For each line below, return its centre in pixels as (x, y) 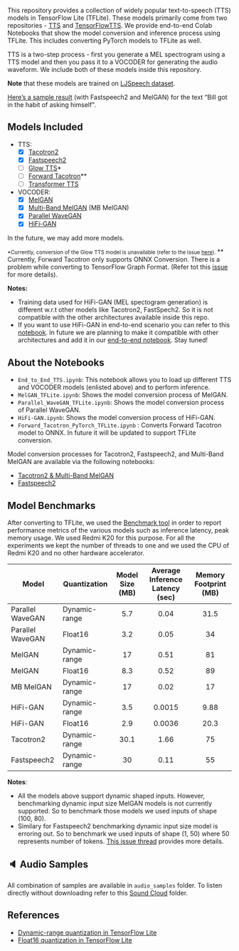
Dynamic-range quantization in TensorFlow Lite (87, 932)
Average (166, 571)
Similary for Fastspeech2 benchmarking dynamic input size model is (118, 826)
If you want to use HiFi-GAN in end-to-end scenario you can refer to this (123, 325)
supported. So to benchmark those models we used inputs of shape (117, 811)
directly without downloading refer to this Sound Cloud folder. (98, 893)
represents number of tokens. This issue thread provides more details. (121, 841)
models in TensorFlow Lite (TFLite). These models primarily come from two (117, 18)
